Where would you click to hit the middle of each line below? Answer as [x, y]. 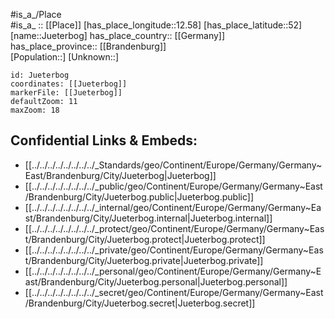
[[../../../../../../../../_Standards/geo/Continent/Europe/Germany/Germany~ [173, 165]
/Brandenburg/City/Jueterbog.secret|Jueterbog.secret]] [140, 303]
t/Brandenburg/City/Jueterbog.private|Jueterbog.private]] [144, 260]
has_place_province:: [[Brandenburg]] [88, 46]
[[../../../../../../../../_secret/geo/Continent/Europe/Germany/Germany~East [174, 292]
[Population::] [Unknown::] [65, 57]
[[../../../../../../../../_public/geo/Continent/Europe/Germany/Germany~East [173, 186]
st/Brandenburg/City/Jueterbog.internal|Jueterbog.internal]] [148, 218]
